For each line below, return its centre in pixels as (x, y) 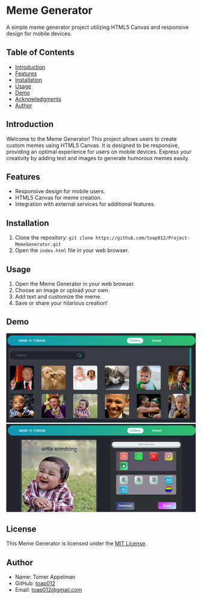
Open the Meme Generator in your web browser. (75, 284)
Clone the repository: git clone (54, 238)
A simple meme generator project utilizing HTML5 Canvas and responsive (98, 27)
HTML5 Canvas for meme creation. (58, 198)
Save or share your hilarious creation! (61, 303)
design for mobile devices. (39, 33)
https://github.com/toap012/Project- (143, 238)
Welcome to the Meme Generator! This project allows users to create (92, 138)
